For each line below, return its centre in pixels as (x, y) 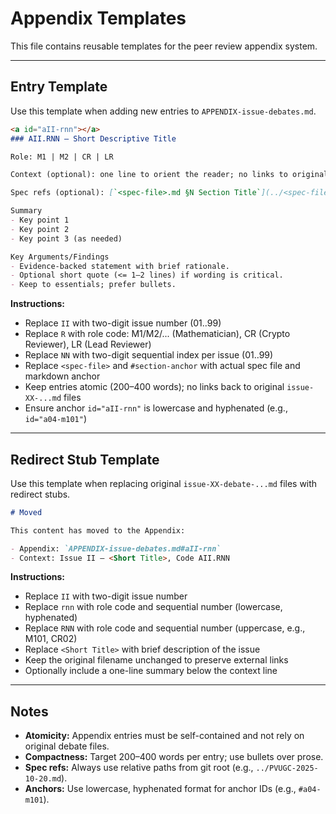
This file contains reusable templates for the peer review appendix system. (164, 46)
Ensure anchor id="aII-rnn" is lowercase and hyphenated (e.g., (156, 408)
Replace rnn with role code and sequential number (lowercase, (153, 607)
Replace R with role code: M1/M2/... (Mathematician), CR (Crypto (157, 334)
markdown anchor (62, 376)
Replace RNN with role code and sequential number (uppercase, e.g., (165, 628)
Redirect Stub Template (85, 459)
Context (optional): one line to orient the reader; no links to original (169, 175)
